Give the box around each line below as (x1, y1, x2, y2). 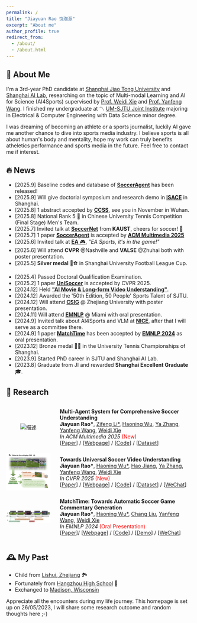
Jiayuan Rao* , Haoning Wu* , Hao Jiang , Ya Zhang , (59, 462, 183, 470)
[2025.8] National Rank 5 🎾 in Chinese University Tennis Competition (14, 212, 183, 219)
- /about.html (11, 47, 46, 53)
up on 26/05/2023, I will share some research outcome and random (6, 604, 172, 611)
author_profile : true (6, 28, 60, 34)
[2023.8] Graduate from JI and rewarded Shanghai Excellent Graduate (14, 361, 188, 368)
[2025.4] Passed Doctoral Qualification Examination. (14, 273, 143, 280)
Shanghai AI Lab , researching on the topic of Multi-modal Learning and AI (6, 92, 186, 99)
